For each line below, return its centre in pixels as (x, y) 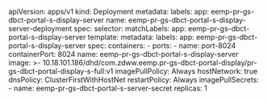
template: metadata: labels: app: (141, 37)
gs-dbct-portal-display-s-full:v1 (61, 71)
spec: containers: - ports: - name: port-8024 (162, 46)
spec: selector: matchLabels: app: (130, 28)
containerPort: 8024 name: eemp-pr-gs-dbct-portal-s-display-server (124, 54)
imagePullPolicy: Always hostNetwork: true (186, 71)
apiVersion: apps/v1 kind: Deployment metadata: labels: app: (109, 12)
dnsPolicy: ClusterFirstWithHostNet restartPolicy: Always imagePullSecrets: (134, 80)
